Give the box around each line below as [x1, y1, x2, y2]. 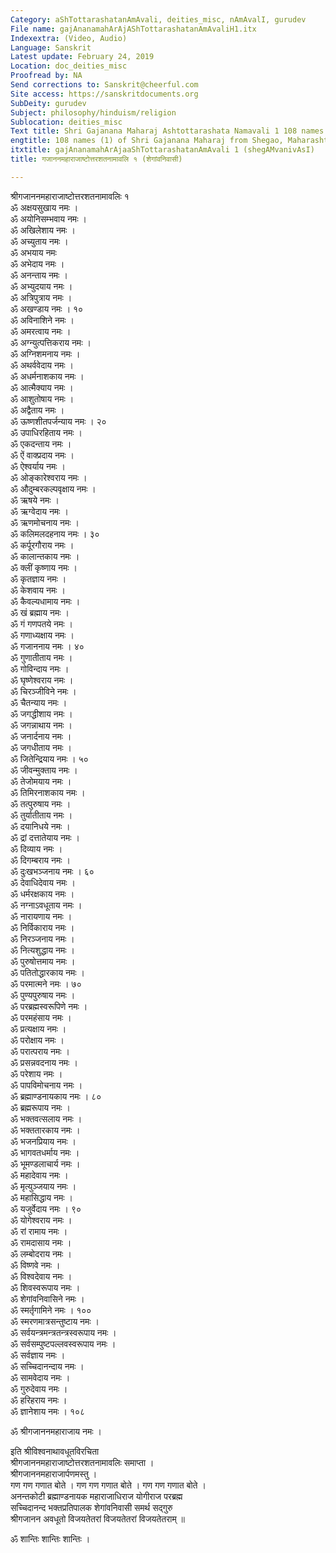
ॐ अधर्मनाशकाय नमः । [10, 370, 85, 382]
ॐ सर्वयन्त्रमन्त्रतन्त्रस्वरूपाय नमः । [10, 1326, 117, 1338]
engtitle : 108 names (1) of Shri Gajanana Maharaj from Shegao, [10, 136, 284, 146]
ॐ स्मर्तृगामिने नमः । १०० [10, 1304, 92, 1316]
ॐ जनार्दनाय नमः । [10, 730, 72, 742]
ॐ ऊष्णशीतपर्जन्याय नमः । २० [10, 415, 107, 427]
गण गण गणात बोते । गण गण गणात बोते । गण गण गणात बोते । [10, 1479, 207, 1491]
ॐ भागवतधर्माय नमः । [10, 1146, 80, 1158]
